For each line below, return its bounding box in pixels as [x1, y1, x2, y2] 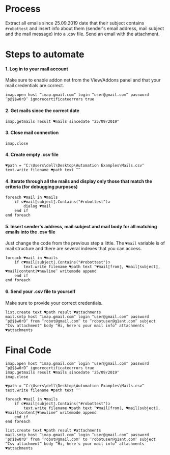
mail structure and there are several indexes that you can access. [5, 246, 143, 252]
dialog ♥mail [23, 204, 51, 209]
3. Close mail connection [5, 129, 59, 136]
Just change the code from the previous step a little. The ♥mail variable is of [5, 240, 165, 246]
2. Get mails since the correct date [5, 108, 80, 114]
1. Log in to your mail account [5, 66, 69, 72]
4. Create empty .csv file [5, 151, 59, 158]
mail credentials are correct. [5, 83, 65, 89]
